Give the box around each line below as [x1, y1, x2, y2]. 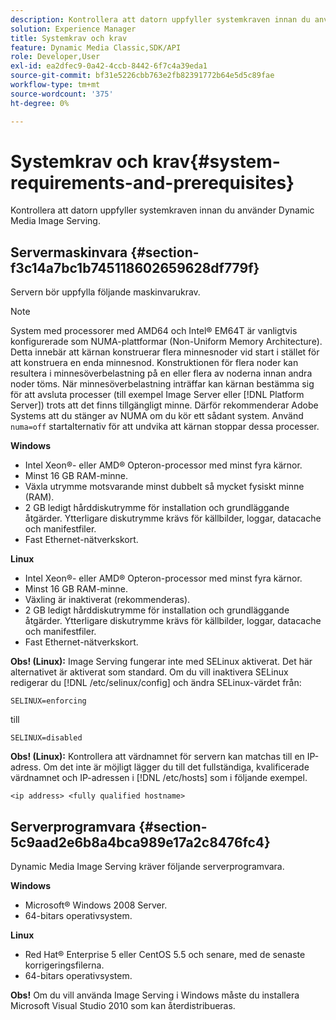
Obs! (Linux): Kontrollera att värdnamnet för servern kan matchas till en [10, 751, 305, 763]
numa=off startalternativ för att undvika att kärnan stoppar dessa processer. [10, 421, 320, 433]
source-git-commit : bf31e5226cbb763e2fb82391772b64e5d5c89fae [10, 71, 275, 81]
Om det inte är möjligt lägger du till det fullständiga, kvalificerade [43, 761, 310, 773]
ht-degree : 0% [10, 98, 70, 108]
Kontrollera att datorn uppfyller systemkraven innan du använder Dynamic [10, 204, 315, 216]
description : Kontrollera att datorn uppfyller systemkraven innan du [10, 14, 311, 25]
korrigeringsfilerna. [24, 959, 105, 971]
